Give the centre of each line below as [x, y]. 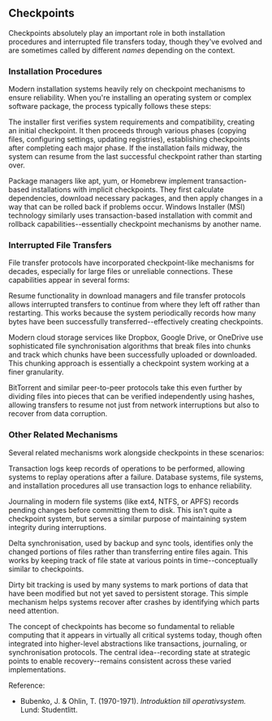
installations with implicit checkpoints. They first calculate [128, 189]
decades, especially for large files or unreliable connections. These [121, 271]
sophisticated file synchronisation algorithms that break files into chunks [130, 346]
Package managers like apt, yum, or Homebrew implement [106, 181]
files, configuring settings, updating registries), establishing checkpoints [129, 139]
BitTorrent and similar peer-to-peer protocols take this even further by [125, 388]
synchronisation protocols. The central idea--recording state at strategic [130, 652]
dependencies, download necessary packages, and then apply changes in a [136, 198]
